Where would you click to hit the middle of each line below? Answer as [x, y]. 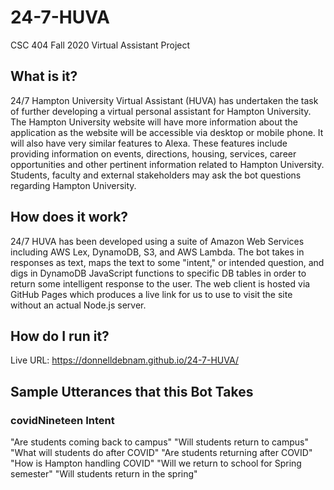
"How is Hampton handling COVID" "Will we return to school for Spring [156, 463]
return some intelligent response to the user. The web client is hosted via [160, 283]
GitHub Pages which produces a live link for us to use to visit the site [151, 294]
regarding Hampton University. [73, 185]
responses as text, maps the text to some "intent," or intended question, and [167, 262]
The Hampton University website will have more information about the [154, 122]
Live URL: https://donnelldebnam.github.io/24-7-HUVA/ [124, 360]
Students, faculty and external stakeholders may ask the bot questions [156, 175]
